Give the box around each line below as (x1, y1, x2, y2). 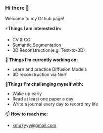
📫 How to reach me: (5, 111, 49, 117)
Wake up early (12, 91, 42, 97)
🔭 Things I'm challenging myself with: (5, 81, 83, 87)
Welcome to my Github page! (5, 16, 64, 22)
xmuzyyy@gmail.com (12, 123, 57, 129)
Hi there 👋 (5, 4, 30, 11)
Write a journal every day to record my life (12, 101, 98, 107)
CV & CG (12, 37, 31, 43)
